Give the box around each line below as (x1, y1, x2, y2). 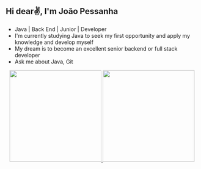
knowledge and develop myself (14, 38, 94, 46)
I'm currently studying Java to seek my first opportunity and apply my (14, 32, 191, 39)
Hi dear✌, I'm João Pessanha (5, 6, 119, 16)
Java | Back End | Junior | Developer (14, 25, 107, 33)
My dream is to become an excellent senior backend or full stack (14, 45, 178, 52)
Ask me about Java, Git (14, 58, 74, 65)
